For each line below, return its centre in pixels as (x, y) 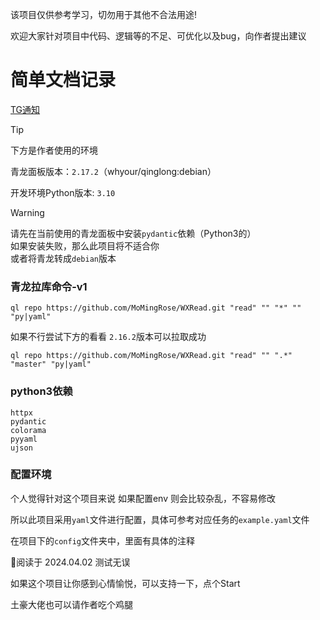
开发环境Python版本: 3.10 (63, 192)
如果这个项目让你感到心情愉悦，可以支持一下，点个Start (125, 583)
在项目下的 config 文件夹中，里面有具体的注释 (102, 540)
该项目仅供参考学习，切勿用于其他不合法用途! (104, 14)
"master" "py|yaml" (51, 364)
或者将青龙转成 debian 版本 (63, 258)
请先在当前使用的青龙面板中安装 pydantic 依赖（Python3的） (133, 233)
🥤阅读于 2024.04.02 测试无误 (70, 562)
